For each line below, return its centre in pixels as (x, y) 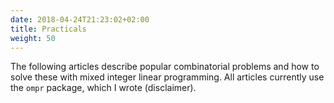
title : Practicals (48, 29)
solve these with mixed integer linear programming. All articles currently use (167, 77)
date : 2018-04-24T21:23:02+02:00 (80, 19)
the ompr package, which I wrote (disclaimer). (103, 88)
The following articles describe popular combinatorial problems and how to (165, 67)
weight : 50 (33, 38)
